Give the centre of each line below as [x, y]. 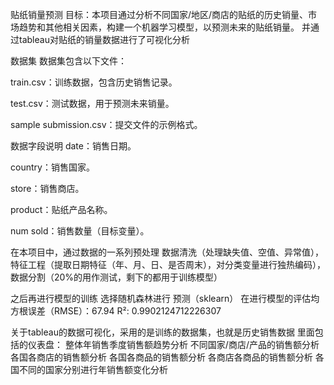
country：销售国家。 [52, 167]
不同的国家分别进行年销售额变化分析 [93, 369]
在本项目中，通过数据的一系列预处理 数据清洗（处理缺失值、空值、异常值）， [167, 252]
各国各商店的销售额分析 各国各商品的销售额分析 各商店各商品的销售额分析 [161, 357]
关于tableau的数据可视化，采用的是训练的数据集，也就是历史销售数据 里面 [162, 332]
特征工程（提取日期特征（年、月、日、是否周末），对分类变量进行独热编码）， [168, 264]
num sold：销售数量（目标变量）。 [80, 231]
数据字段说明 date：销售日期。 [73, 146]
